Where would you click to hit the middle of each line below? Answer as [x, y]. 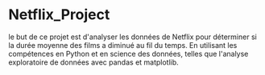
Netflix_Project [59, 15]
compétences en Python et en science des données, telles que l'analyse [128, 53]
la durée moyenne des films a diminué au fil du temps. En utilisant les [123, 45]
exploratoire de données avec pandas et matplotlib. [93, 62]
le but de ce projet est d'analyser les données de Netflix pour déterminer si [133, 37]
